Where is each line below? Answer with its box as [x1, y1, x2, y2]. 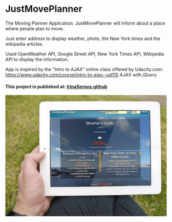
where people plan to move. [5, 25, 64, 31]
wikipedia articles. [5, 41, 44, 47]
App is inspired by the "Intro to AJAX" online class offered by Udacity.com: [5, 66, 163, 72]
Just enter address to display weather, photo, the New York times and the [5, 35, 160, 42]
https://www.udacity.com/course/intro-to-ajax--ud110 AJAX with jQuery [5, 71, 157, 77]
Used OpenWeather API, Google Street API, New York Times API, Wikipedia [5, 51, 164, 57]
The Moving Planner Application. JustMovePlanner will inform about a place [5, 20, 165, 26]
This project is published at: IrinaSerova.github [5, 83, 107, 90]
